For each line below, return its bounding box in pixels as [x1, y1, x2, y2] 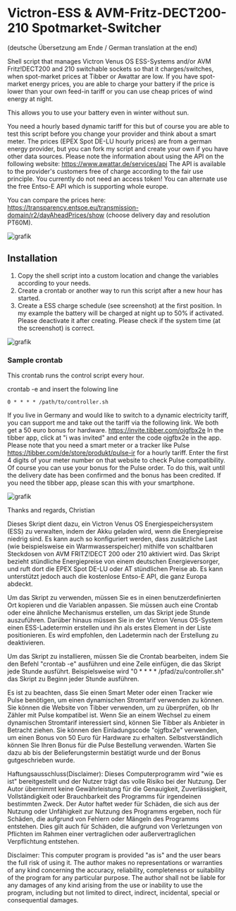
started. [17, 293, 41, 302]
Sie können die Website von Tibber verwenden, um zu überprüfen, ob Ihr [7, 703, 219, 712]
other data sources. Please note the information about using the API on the [7, 152, 224, 160]
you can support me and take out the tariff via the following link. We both [7, 418, 219, 427]
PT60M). [7, 218, 33, 227]
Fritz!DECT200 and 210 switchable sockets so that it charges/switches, [7, 64, 214, 73]
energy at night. [7, 94, 54, 103]
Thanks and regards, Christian [7, 506, 95, 515]
